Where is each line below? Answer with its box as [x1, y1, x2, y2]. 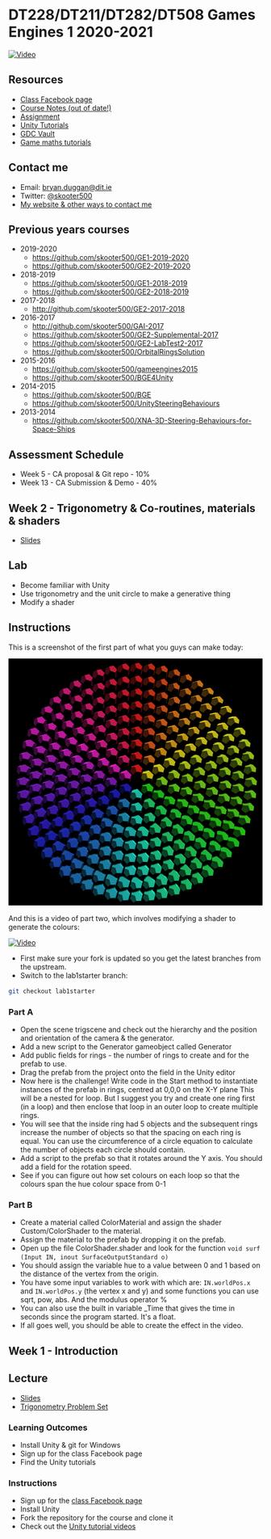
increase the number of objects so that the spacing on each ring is [19, 1128, 242, 1137]
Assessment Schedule [8, 448, 124, 461]
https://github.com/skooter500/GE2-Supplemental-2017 [31, 330, 219, 340]
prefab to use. [19, 1059, 67, 1069]
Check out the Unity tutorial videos [19, 1521, 136, 1532]
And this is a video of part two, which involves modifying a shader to [8, 913, 236, 923]
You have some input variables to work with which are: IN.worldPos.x [19, 1278, 251, 1288]
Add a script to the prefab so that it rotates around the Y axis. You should [19, 1154, 263, 1163]
